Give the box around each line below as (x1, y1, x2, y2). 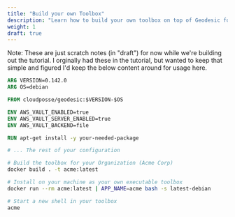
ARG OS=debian (7, 84, 49, 91)
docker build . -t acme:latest (7, 166, 99, 173)
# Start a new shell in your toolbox (7, 197, 117, 204)
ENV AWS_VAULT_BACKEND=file (7, 121, 90, 129)
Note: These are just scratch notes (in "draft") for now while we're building (7, 49, 222, 57)
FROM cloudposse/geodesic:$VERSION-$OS (7, 96, 124, 103)
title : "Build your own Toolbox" (7, 10, 105, 17)
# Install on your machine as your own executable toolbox (7, 179, 183, 186)
